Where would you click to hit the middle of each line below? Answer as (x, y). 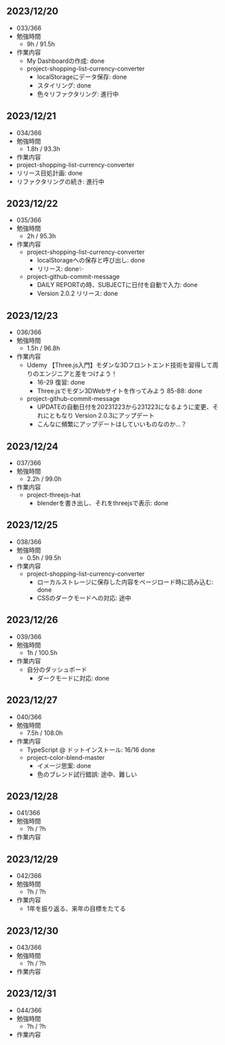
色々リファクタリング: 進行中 (78, 94)
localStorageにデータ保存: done (82, 77)
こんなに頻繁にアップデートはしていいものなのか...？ (112, 424)
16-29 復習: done (61, 382)
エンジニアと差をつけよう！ (78, 374)
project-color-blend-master (66, 757)
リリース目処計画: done (50, 173)
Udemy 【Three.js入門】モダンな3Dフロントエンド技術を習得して (119, 365)
